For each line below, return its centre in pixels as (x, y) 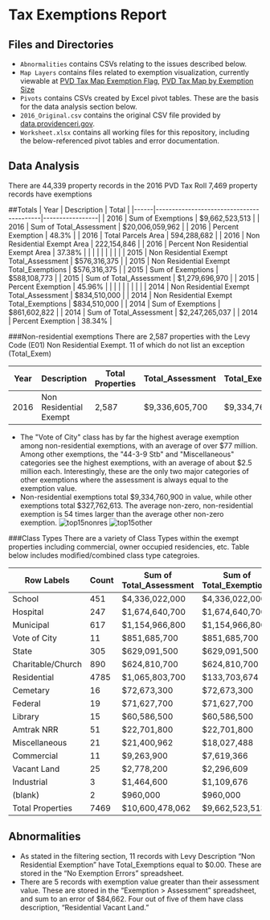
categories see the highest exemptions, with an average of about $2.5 (136, 462)
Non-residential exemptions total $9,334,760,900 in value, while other (136, 497)
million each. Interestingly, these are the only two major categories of (134, 471)
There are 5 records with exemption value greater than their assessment (139, 881)
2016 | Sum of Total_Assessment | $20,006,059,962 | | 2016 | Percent (124, 226)
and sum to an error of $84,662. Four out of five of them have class (131, 898)
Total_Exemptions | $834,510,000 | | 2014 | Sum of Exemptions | (115, 303)
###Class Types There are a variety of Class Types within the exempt (124, 538)
